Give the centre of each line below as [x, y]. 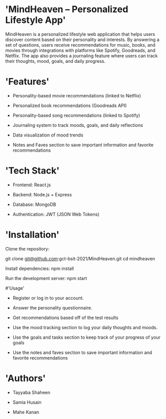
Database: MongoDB [34, 204]
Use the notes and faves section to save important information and [82, 352]
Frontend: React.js [32, 185]
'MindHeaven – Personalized [67, 9]
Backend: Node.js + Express [42, 194]
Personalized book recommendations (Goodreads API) [70, 106]
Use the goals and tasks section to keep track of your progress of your [87, 337]
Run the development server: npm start [46, 278]
